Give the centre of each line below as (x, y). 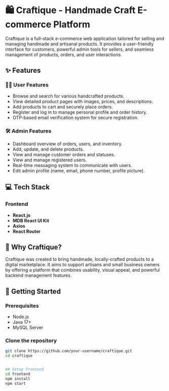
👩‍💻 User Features (27, 85)
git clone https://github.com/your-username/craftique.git (69, 351)
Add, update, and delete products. (48, 149)
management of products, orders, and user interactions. (64, 55)
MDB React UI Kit (31, 221)
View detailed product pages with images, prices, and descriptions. (83, 101)
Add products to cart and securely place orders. (62, 107)
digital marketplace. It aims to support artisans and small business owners (82, 265)
